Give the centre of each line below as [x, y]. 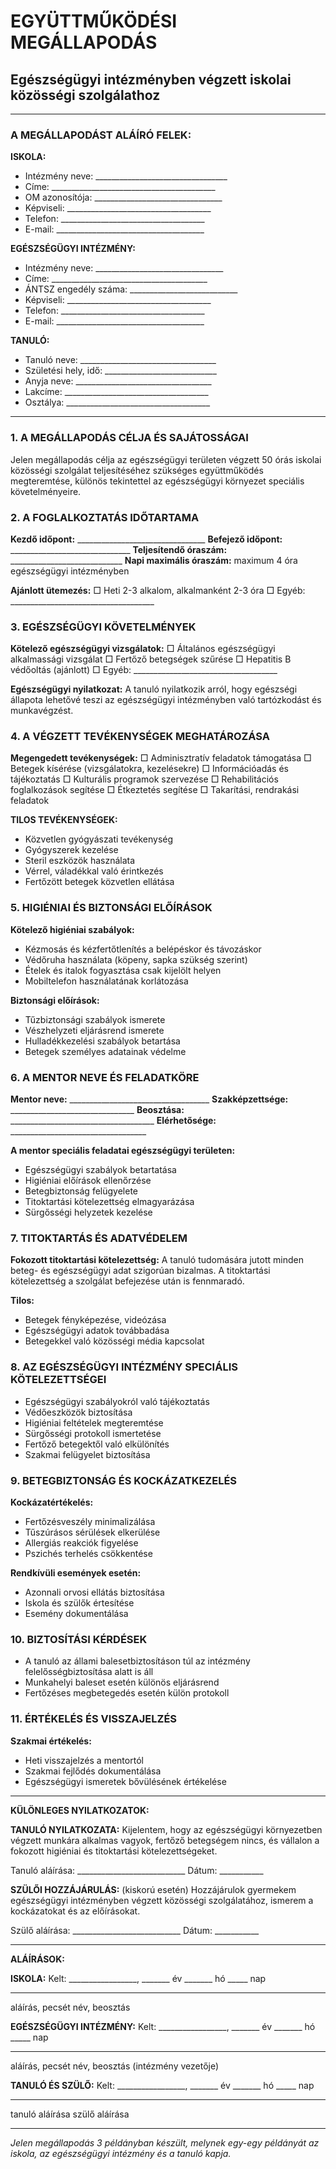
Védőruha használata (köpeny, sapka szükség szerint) [136, 959]
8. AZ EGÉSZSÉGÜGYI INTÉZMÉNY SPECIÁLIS [124, 1367]
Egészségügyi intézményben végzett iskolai [151, 79]
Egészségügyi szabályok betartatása [100, 1170]
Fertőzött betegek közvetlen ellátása [99, 882]
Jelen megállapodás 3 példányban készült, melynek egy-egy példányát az [165, 2142]
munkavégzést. [42, 711]
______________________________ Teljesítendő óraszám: [119, 549]
